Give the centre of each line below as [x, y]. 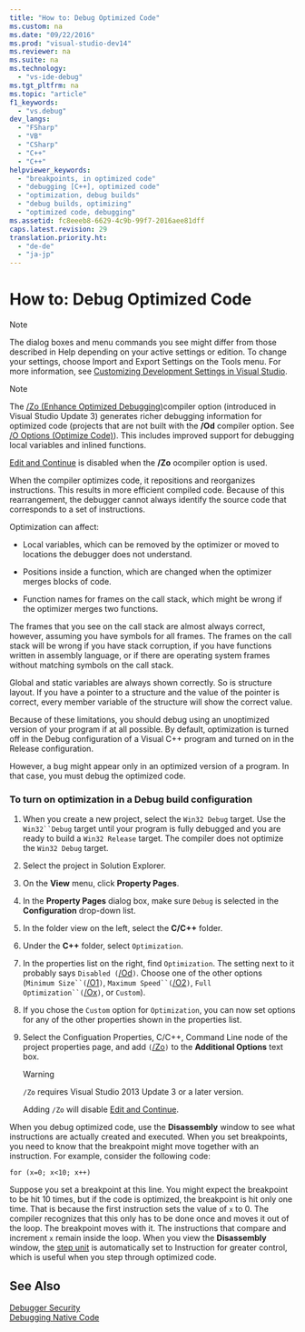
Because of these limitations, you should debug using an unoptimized [139, 720]
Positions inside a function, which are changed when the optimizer [147, 572]
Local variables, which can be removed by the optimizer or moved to [151, 545]
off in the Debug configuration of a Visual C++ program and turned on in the [152, 739]
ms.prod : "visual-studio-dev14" [70, 43]
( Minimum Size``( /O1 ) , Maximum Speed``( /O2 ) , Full [117, 983]
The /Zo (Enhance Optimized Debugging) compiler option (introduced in [143, 406]
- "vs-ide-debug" [50, 77]
